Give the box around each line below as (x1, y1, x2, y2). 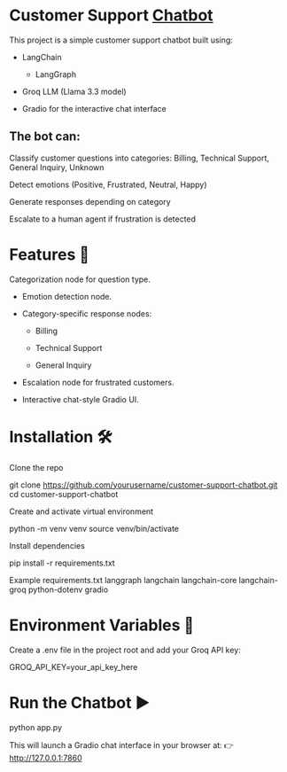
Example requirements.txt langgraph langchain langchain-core (9, 574, 237, 585)
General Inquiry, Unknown (9, 161, 105, 173)
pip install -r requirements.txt (9, 558, 115, 568)
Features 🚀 (9, 245, 90, 264)
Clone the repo (9, 462, 64, 472)
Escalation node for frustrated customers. (21, 377, 175, 387)
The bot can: (9, 129, 81, 144)
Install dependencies (9, 540, 86, 550)
